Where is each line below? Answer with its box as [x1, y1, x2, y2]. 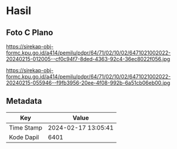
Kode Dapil [9, 133, 39, 141]
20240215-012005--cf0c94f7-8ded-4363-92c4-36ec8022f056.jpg [6, 56, 171, 62]
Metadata [6, 96, 42, 106]
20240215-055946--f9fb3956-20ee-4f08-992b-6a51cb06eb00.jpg [6, 79, 171, 86]
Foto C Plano [6, 28, 53, 38]
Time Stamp [9, 123, 43, 131]
